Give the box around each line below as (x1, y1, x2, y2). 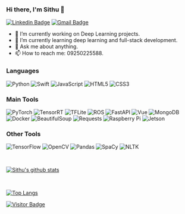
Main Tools (6, 95, 39, 103)
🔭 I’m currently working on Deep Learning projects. (14, 30, 140, 37)
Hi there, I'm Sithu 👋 (6, 5, 65, 14)
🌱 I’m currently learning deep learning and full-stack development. (14, 37, 178, 44)
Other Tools (6, 130, 41, 138)
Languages (6, 67, 40, 75)
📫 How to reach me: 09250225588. (14, 50, 104, 57)
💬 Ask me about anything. (14, 43, 79, 50)
